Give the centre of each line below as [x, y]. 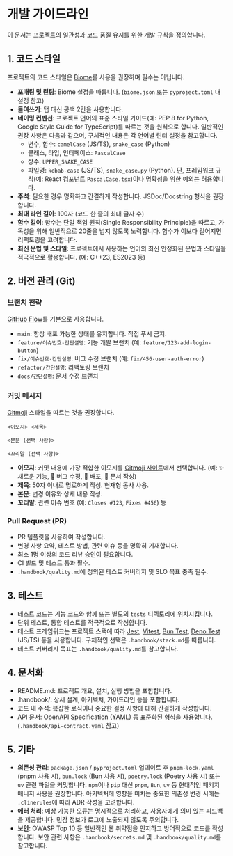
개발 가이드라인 [48, 14]
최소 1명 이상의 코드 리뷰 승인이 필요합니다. [75, 555]
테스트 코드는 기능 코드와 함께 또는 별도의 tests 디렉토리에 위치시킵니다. [115, 614]
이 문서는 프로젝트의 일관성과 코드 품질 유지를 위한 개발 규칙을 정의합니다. [106, 35]
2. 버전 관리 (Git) [41, 282]
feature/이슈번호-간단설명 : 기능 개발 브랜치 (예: [79, 342]
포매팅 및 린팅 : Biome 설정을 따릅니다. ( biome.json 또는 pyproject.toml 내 [119, 92]
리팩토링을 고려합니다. [47, 239]
